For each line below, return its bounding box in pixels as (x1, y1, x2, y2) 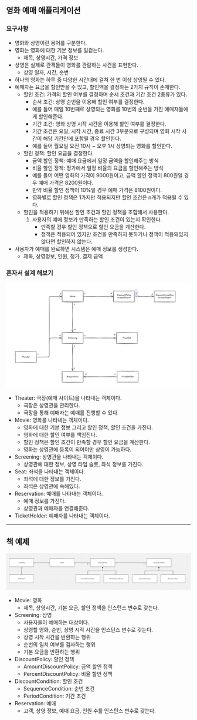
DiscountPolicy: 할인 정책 (14, 656, 74, 663)
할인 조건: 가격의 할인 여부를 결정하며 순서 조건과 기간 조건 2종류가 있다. (23, 91, 188, 98)
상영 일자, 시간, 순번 (23, 68, 69, 75)
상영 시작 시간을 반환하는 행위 (23, 633, 91, 641)
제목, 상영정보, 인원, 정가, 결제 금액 (23, 253, 103, 260)
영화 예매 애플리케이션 (6, 5, 81, 16)
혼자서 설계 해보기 (6, 268, 54, 277)
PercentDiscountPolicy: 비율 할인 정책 (23, 671, 113, 678)
